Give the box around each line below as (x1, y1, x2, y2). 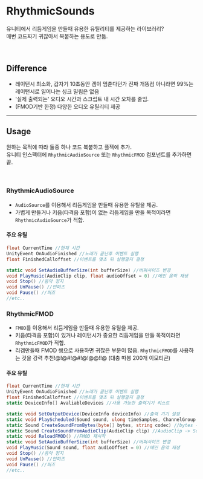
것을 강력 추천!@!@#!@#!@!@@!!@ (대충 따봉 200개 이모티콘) (21, 354, 171, 362)
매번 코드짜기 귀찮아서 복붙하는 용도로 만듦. (6, 32, 108, 40)
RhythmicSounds (6, 4, 95, 18)
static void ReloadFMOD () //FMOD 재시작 (6, 434, 106, 440)
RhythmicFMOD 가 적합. (14, 339, 66, 347)
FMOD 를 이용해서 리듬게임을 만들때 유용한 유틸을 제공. (14, 324, 139, 331)
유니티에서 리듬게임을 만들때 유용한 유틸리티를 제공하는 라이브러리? (6, 25, 164, 32)
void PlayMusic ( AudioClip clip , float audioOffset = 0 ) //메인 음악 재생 (6, 273, 188, 279)
